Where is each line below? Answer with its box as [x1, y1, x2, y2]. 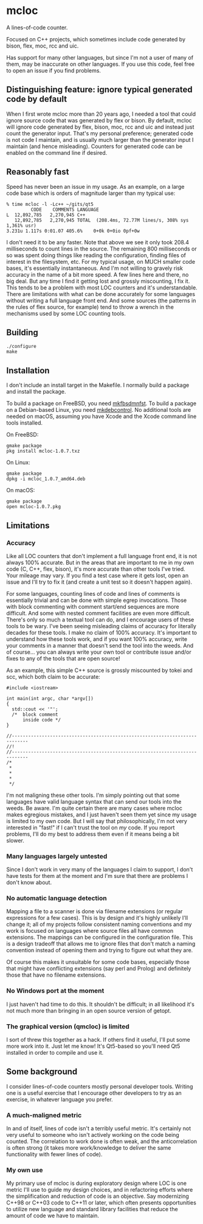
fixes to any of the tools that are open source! [6, 654, 120, 662]
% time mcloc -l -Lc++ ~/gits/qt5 [6, 201, 94, 207]
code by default [6, 94, 67, 104]
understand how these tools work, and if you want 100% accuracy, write [6, 635, 187, 643]
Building [6, 327, 38, 338]
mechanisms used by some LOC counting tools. [6, 310, 126, 317]
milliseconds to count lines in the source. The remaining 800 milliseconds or [6, 245, 197, 252]
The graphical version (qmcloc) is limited [6, 1022, 129, 1030]
